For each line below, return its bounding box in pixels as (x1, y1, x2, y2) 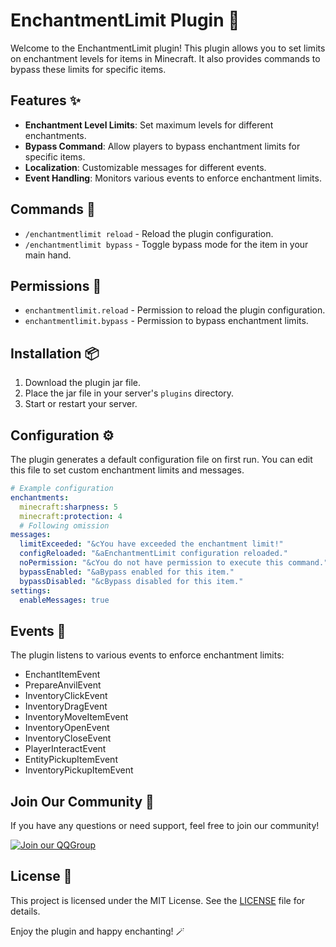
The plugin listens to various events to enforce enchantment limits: (10, 649, 285, 661)
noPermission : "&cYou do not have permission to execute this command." (19, 558, 329, 568)
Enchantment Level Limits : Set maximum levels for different (24, 119, 274, 131)
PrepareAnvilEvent (24, 679, 102, 691)
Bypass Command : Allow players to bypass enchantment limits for (24, 140, 301, 152)
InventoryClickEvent (24, 690, 108, 702)
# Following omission (19, 520, 110, 531)
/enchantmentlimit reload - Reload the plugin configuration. (24, 227, 274, 239)
